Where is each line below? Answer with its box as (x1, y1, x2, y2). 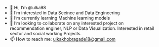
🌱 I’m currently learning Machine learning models (9, 15, 110, 21)
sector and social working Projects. (9, 31, 82, 36)
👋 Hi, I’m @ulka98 (9, 5, 46, 10)
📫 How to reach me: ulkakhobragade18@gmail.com (9, 36, 116, 42)
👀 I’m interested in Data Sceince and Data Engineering (9, 10, 120, 16)
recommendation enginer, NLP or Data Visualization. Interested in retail (9, 25, 154, 31)
